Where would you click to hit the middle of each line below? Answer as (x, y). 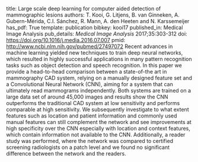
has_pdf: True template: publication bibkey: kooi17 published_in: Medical (95, 27)
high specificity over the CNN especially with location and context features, (98, 128)
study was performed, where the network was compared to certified (90, 141)
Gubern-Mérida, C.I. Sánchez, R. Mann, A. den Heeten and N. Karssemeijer (98, 21)
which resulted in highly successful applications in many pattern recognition (99, 59)
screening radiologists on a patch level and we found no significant (88, 147)
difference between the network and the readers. (66, 153)
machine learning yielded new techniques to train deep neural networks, (95, 53)
